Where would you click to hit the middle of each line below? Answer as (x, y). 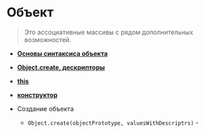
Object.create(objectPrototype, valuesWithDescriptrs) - (113, 123)
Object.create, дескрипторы (61, 67)
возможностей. (48, 39)
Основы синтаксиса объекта (62, 53)
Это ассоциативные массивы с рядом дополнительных (109, 32)
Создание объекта (45, 108)
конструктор (37, 95)
